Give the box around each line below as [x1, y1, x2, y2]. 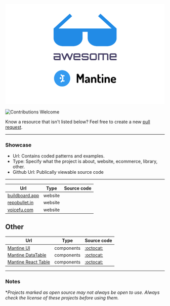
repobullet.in [7, 200, 34, 206]
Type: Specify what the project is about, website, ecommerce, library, [12, 159, 158, 165]
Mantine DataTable [7, 252, 47, 258]
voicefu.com [7, 207, 34, 213]
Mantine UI [7, 245, 30, 251]
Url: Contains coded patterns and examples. [12, 153, 105, 159]
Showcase [5, 141, 32, 148]
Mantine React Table [7, 259, 51, 265]
